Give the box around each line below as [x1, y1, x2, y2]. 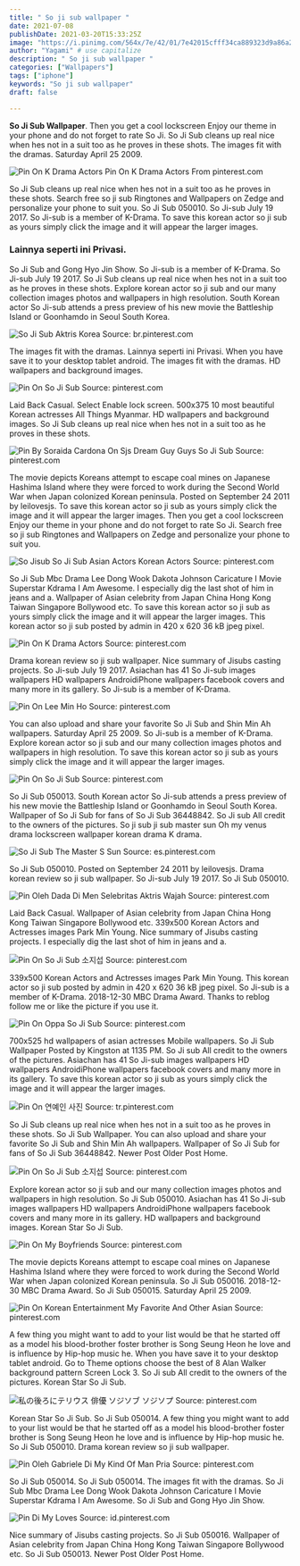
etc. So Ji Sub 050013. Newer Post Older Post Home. [9, 1548, 204, 1559]
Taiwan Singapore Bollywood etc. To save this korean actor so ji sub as [9, 601, 271, 612]
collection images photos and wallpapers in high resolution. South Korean [9, 292, 280, 303]
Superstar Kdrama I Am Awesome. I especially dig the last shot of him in [9, 582, 274, 593]
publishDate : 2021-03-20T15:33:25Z [9, 29, 142, 38]
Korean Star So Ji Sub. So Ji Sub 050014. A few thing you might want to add [9, 1412, 290, 1423]
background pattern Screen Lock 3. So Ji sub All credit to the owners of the [9, 1367, 287, 1378]
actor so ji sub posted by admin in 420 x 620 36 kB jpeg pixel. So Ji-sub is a [9, 982, 290, 992]
